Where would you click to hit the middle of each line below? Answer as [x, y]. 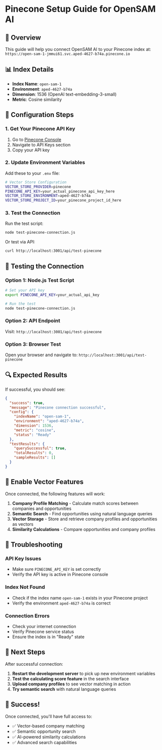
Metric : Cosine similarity [37, 99]
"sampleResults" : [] [35, 458]
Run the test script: [24, 223]
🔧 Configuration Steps [40, 115]
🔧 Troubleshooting [34, 545]
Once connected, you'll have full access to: [48, 716]
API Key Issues [23, 558]
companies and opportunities [42, 508]
